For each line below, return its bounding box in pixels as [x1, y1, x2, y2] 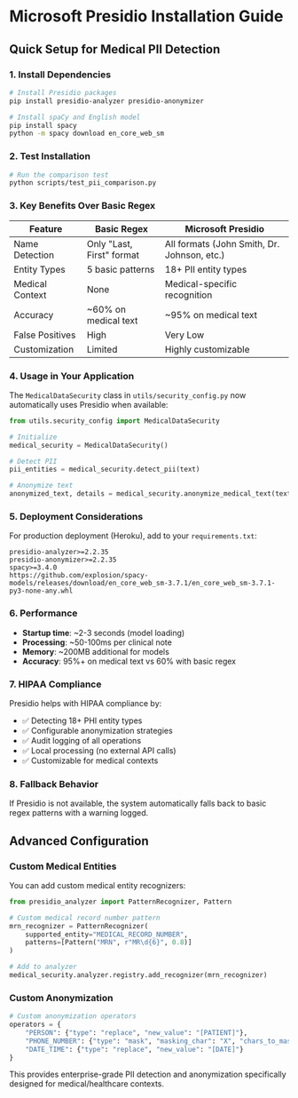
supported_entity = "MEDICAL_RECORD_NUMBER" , [25, 930, 189, 939]
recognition [164, 289, 213, 301]
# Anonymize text [9, 481, 74, 490]
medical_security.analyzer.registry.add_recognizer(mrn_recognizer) [9, 971, 268, 980]
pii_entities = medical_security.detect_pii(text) [9, 465, 200, 474]
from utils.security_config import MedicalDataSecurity [9, 416, 220, 426]
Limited [86, 343, 118, 355]
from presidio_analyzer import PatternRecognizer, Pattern [9, 897, 232, 906]
